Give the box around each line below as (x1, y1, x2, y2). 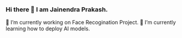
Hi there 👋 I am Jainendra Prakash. (5, 5, 108, 14)
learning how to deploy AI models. (5, 25, 91, 32)
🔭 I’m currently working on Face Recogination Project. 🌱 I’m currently (5, 19, 177, 26)
